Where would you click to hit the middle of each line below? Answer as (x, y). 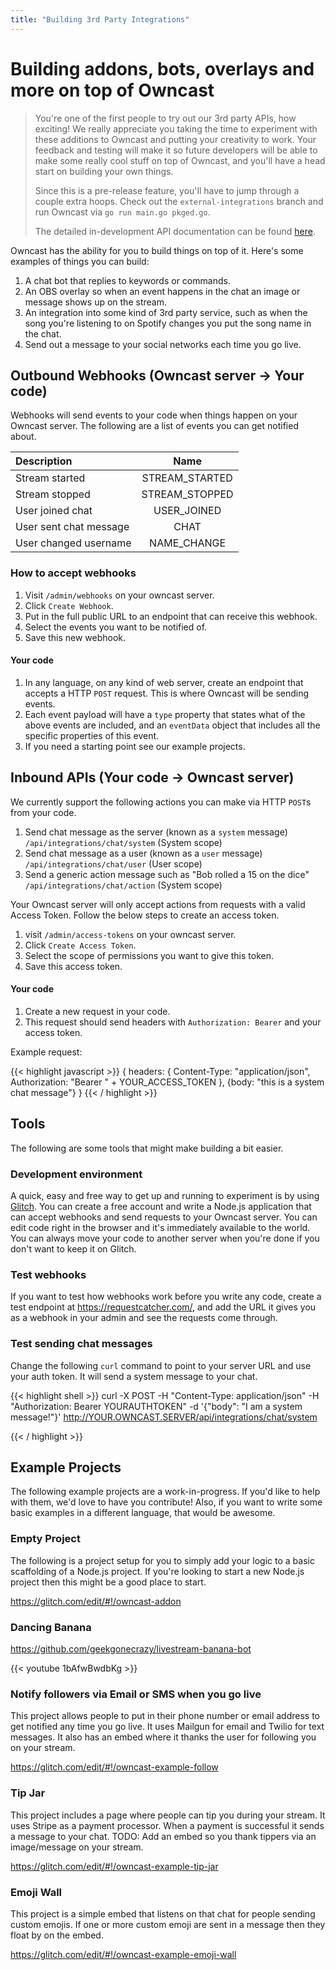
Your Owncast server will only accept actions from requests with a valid (158, 904)
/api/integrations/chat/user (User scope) (113, 863)
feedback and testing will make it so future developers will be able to (176, 150)
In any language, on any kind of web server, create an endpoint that (164, 682)
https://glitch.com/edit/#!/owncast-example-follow (114, 1767)
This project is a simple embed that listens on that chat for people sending (163, 1913)
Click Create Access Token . (80, 945)
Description (44, 461)
